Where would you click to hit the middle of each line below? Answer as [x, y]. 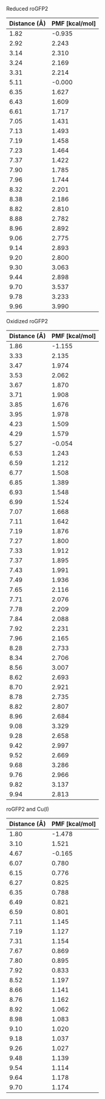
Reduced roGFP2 [27, 9]
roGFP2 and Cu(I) [28, 809]
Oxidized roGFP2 [27, 321]
